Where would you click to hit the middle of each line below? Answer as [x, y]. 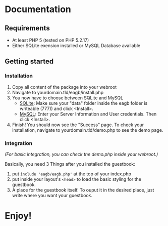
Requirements [27, 28]
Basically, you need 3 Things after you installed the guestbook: [70, 164]
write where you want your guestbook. [52, 195]
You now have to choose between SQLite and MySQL [68, 98]
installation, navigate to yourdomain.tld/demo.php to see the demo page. [88, 130]
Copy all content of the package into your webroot [64, 87]
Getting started [29, 62]
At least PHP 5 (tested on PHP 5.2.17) [50, 40]
